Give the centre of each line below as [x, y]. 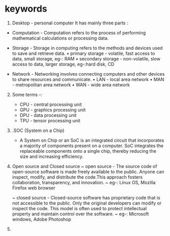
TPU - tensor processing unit [50, 120]
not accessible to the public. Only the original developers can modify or [87, 203]
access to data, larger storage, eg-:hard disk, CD [63, 64]
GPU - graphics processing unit [53, 110]
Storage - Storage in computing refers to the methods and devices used [87, 48]
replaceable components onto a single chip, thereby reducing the [88, 151]
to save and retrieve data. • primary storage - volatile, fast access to [83, 53]
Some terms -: [27, 94]
